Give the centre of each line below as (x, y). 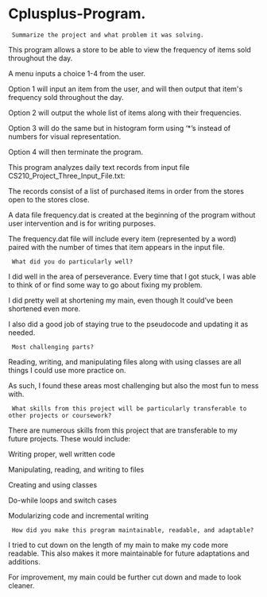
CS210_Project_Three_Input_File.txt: (67, 175)
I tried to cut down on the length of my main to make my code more (118, 545)
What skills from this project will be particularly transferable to (129, 408)
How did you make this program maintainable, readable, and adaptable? (133, 530)
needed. (22, 332)
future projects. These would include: (70, 438)
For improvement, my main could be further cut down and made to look (125, 577)
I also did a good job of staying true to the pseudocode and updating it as (128, 324)
